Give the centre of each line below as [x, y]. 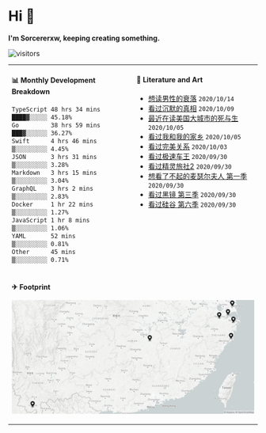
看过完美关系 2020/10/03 [188, 146]
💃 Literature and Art [170, 80]
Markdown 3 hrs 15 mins [54, 173]
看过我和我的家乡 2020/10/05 [194, 136]
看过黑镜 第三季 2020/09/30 [192, 194]
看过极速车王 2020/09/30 [188, 156]
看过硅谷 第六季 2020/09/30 [192, 204]
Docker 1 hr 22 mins [52, 204]
